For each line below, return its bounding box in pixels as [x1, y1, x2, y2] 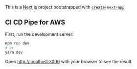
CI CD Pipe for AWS [5, 18, 65, 26]
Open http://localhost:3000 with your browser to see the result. [5, 59, 133, 65]
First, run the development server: [5, 31, 74, 37]
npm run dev [5, 41, 29, 46]
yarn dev [5, 50, 23, 55]
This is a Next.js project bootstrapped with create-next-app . [5, 4, 126, 10]
